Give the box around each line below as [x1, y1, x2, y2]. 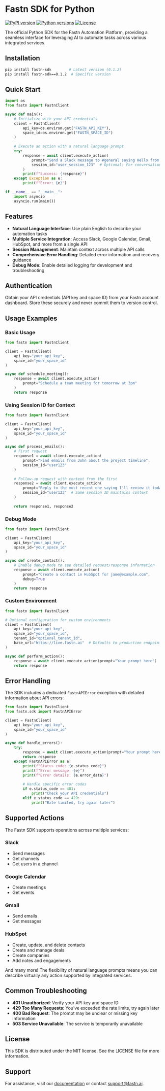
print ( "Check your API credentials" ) [31, 791, 109, 796]
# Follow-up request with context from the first [14, 477, 118, 481]
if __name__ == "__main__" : [5, 190, 63, 195]
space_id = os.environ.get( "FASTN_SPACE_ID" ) [23, 130, 113, 135]
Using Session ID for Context [5, 402, 75, 409]
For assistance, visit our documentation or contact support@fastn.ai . [5, 1081, 144, 1087]
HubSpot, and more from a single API [12, 241, 88, 247]
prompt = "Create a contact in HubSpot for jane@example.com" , [23, 572, 151, 577]
